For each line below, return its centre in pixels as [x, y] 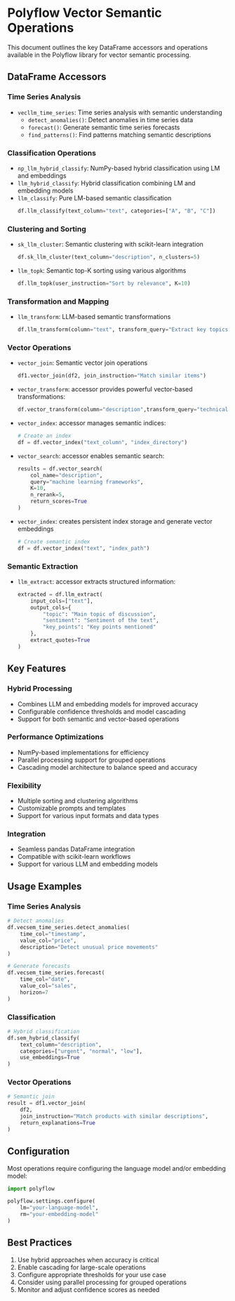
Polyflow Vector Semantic [85, 13]
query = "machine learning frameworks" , [87, 482]
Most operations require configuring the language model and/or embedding [116, 1168]
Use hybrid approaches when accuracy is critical [88, 1260]
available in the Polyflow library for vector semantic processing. [99, 55]
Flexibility [25, 785]
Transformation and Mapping [58, 302]
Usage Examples [45, 886]
